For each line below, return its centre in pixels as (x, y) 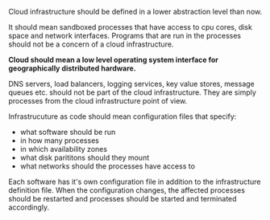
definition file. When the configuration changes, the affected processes (127, 190)
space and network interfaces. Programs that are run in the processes (125, 36)
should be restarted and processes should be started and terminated (123, 199)
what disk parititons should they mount (85, 157)
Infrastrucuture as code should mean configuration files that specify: (123, 116)
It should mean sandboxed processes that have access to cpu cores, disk (130, 27)
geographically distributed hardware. (73, 68)
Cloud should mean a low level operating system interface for (114, 60)
